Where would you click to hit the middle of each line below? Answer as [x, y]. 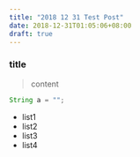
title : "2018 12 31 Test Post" [66, 17]
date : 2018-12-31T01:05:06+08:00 [70, 26]
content [44, 84]
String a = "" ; [37, 100]
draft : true [31, 34]
